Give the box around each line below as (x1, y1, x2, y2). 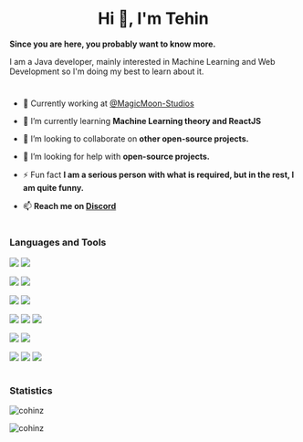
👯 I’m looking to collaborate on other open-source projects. (22, 133, 249, 144)
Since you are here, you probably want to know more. (9, 38, 216, 49)
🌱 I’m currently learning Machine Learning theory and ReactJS (22, 116, 262, 127)
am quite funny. (22, 183, 85, 194)
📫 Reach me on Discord (22, 201, 117, 212)
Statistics (9, 384, 53, 396)
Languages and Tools (9, 237, 107, 249)
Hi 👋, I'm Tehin (98, 8, 209, 29)
